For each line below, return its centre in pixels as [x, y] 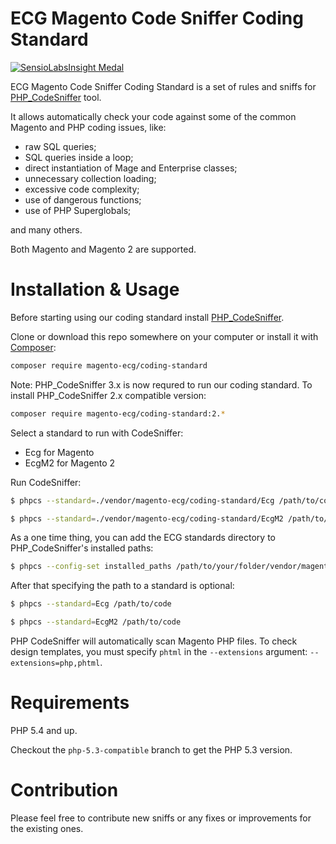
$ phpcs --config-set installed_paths [91, 567]
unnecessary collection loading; [90, 178]
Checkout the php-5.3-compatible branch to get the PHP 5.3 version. [151, 749]
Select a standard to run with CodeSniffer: [97, 433]
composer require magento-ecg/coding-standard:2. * [118, 413]
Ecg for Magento [59, 452]
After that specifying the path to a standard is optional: [122, 586]
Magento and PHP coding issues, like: [88, 127]
